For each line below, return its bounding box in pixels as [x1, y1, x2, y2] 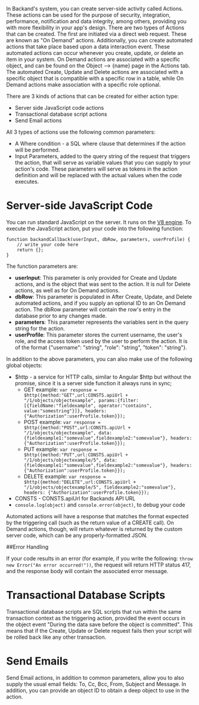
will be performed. [14, 146, 60, 153]
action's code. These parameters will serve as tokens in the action [14, 165, 178, 172]
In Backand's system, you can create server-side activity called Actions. [6, 5, 184, 12]
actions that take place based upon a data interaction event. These [6, 43, 170, 50]
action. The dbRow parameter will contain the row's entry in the [14, 305, 171, 313]
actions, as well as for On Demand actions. [14, 286, 120, 294]
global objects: [6, 361, 43, 369]
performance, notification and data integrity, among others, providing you [6, 18, 186, 24]
